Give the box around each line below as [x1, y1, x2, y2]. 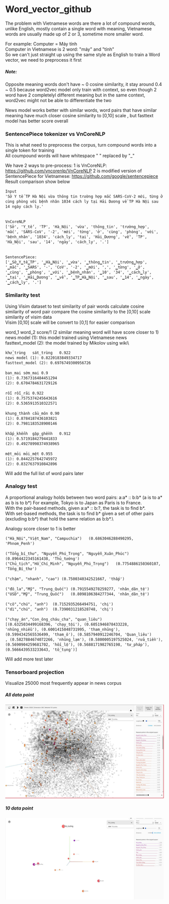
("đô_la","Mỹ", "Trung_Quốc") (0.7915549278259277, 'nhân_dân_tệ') [5, 586, 150, 592]
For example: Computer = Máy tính [5, 40, 77, 46]
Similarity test [5, 292, 40, 299]
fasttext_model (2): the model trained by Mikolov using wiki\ [5, 340, 129, 346]
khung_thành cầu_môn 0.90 [5, 411, 59, 416]
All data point [5, 691, 34, 698]
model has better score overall [5, 118, 69, 124]
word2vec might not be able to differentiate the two [5, 97, 112, 103]
